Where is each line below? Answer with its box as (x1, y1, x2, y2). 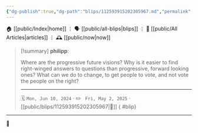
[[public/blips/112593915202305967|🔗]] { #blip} (20, 103, 137, 110)
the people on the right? (20, 77, 79, 84)
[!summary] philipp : (20, 47, 70, 54)
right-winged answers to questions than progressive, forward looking (20, 65, 189, 72)
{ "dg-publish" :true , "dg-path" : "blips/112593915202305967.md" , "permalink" (6, 8, 192, 15)
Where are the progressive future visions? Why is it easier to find (20, 59, 179, 66)
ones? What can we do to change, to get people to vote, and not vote (20, 71, 189, 78)
